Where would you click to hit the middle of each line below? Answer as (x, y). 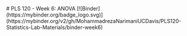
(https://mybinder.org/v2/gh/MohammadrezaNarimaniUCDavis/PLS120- (94, 21)
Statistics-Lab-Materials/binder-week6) (55, 27)
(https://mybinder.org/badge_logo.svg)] (55, 15)
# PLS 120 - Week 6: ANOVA (41, 9)
